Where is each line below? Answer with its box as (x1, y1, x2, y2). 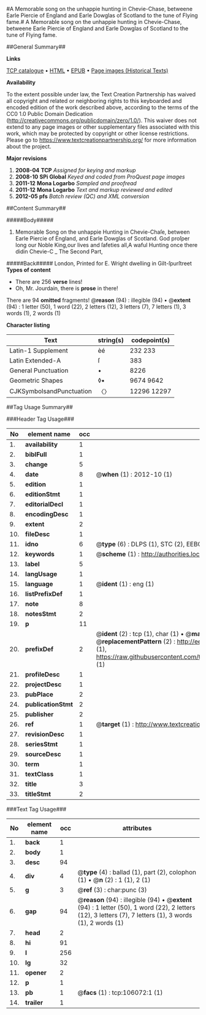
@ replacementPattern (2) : (96, 637, 176, 646)
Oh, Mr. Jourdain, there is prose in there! (15, 285, 118, 292)
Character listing (6, 321, 50, 329)
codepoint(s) (131, 336, 170, 344)
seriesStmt (25, 740, 58, 748)
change (25, 460, 48, 469)
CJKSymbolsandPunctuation (9, 387, 92, 395)
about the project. (6, 143, 51, 150)
